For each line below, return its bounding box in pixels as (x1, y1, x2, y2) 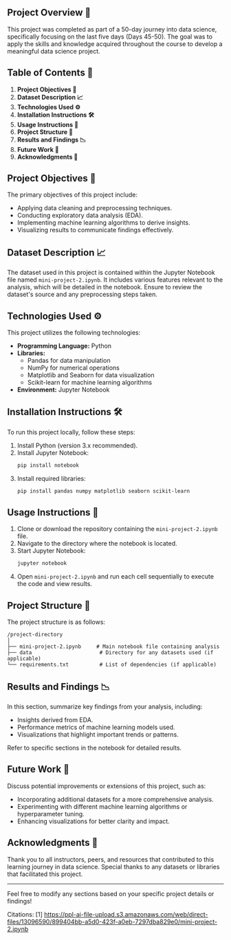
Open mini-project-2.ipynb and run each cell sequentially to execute (16, 572, 214, 581)
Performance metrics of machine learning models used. (16, 723, 175, 731)
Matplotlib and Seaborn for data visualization (27, 371, 155, 379)
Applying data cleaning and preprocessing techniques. (16, 204, 173, 212)
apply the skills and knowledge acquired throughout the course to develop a (7, 39, 223, 48)
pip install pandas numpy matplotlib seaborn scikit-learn (16, 487, 190, 495)
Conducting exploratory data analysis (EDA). (16, 211, 143, 220)
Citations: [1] (7, 910, 43, 918)
